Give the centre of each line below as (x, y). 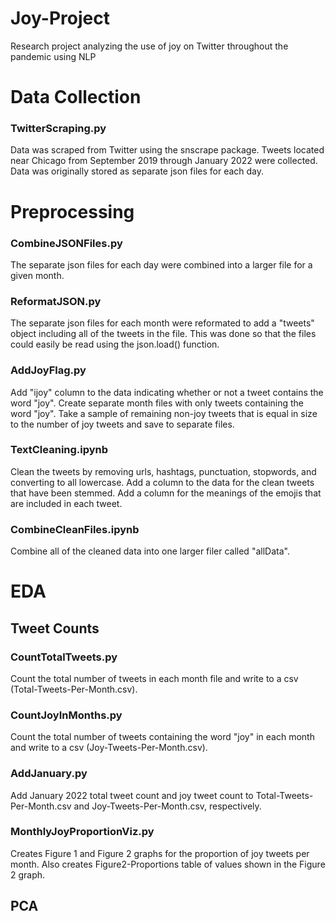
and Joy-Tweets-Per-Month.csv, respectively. (167, 806)
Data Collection (76, 97)
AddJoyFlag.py (48, 370)
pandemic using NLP (53, 56)
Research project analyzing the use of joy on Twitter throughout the (149, 46)
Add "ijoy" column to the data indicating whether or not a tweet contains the (167, 392)
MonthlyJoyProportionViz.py (82, 832)
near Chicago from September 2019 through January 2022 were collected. (164, 161)
